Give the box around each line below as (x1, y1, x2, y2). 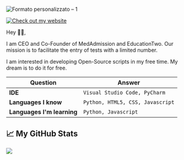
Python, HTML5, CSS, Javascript (83, 99, 175, 105)
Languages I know (9, 98, 62, 106)
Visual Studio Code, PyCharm (83, 89, 166, 96)
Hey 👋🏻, (6, 29, 26, 36)
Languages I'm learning (9, 108, 78, 116)
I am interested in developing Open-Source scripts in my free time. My (6, 58, 178, 65)
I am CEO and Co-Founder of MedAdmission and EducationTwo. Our (6, 40, 174, 47)
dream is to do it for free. (6, 64, 67, 71)
